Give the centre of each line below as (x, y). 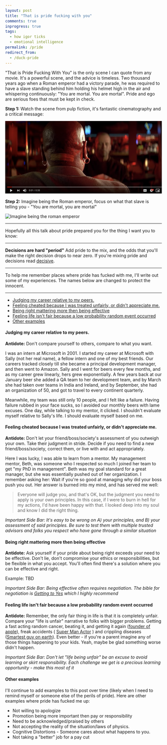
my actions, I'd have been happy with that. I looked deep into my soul (88, 505)
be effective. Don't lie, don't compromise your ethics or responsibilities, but (82, 558)
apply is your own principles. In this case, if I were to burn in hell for (86, 500)
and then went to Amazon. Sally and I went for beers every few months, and (83, 369)
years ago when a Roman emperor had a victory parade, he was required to (83, 83)
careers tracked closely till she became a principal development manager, (81, 364)
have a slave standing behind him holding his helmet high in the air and (78, 88)
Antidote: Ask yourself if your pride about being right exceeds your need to (83, 553)
